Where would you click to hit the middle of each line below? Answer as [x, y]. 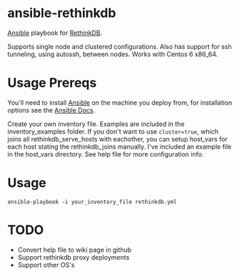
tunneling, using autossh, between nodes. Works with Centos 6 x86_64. [113, 54]
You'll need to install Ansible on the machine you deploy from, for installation [120, 102]
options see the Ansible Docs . [51, 110]
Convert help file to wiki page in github [75, 250]
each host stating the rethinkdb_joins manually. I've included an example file [119, 147]
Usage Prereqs [52, 83]
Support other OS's [46, 265]
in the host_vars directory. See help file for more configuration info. [106, 154]
